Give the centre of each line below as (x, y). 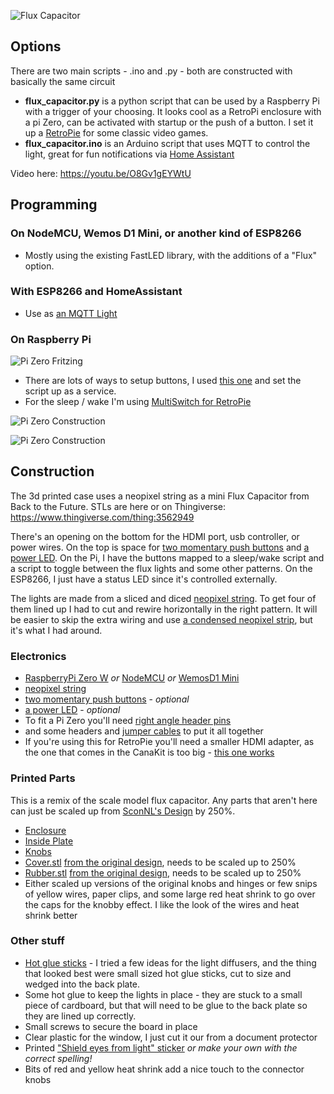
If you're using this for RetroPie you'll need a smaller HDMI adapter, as (169, 742)
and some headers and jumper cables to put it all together (144, 731)
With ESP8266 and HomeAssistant (96, 292)
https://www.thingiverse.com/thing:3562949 (102, 517)
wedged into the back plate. (82, 984)
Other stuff (37, 941)
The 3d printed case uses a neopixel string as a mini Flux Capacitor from (160, 496)
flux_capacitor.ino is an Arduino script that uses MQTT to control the (167, 143)
